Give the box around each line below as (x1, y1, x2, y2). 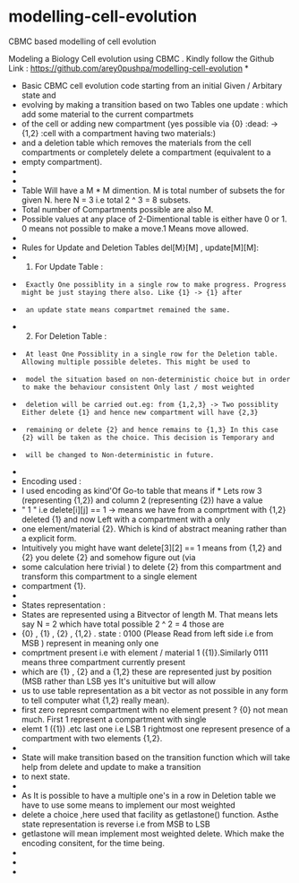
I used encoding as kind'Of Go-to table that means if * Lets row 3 (21, 485, 262, 496)
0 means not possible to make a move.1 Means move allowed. (21, 222, 249, 234)
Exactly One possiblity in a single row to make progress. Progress (25, 280, 287, 289)
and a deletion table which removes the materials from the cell (21, 137, 252, 148)
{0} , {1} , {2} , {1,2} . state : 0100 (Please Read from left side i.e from (21, 628, 274, 638)
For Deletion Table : (34, 330, 107, 342)
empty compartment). (21, 156, 103, 167)
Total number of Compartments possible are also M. (21, 203, 214, 214)
